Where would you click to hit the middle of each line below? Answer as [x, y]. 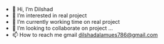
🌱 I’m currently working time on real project [66, 22]
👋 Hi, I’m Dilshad [32, 9]
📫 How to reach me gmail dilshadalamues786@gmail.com [85, 35]
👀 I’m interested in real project [49, 15]
